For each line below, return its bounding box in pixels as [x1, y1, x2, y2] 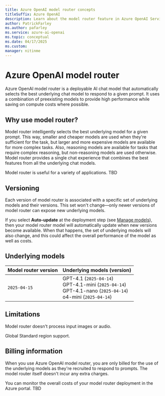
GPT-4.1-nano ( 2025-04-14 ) [62, 287, 129, 294]
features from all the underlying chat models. [5, 160, 96, 166]
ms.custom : [5, 44, 27, 49]
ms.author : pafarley [5, 26, 48, 30]
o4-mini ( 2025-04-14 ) [62, 293, 112, 300]
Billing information [5, 347, 63, 356]
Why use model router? [5, 116, 79, 124]
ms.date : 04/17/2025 [5, 39, 48, 44]
